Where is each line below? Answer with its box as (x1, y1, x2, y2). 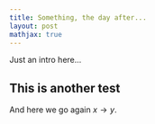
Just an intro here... (9, 55, 82, 66)
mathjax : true (9, 30, 63, 39)
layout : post (9, 22, 59, 31)
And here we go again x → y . (9, 104, 117, 115)
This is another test (9, 80, 121, 95)
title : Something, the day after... (9, 13, 147, 22)
